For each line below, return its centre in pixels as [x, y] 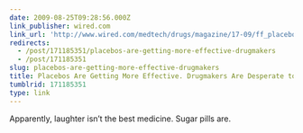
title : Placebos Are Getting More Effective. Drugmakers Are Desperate [147, 76]
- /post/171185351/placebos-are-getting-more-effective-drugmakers [147, 51]
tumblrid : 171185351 [48, 84]
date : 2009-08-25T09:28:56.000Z [70, 18]
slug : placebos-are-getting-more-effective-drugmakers [115, 68]
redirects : [30, 43]
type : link [30, 93]
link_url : [28, 34]
